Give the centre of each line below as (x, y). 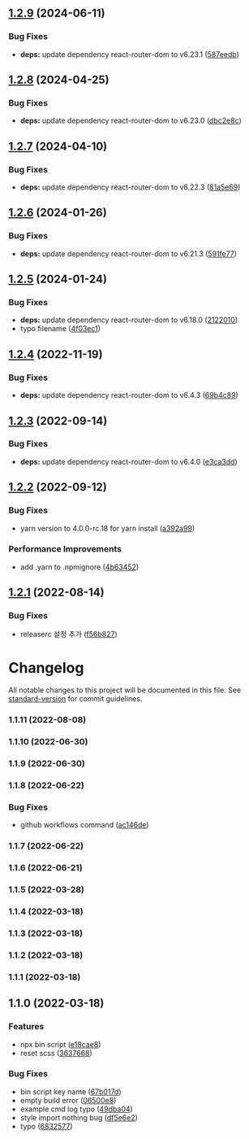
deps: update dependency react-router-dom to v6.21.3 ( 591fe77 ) (129, 253)
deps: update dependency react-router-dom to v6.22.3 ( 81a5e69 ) (130, 187)
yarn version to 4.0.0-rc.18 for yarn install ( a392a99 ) (107, 528)
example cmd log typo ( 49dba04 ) (77, 1109)
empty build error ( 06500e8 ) (68, 1100)
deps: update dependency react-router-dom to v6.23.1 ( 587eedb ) (129, 54)
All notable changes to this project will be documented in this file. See (125, 690)
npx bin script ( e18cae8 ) (60, 1044)
